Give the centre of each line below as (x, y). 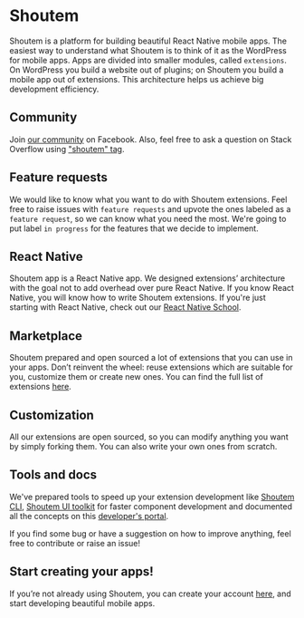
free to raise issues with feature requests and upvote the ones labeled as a (150, 208)
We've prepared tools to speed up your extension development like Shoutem (152, 497)
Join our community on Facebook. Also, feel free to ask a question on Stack (151, 139)
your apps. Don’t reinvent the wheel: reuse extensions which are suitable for (152, 367)
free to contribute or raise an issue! (75, 543)
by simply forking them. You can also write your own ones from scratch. (143, 446)
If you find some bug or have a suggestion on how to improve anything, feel (150, 533)
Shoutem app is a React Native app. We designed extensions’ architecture (147, 278)
